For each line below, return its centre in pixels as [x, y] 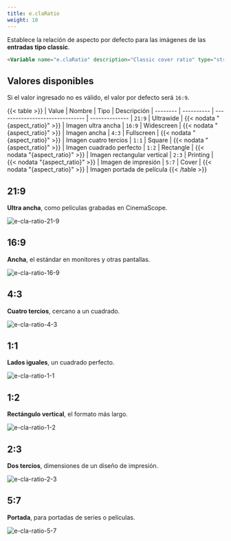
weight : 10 [23, 20]
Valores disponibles [51, 81]
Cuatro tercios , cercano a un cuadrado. [64, 311]
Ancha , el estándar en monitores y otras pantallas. [79, 259]
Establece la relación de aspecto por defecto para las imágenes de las [107, 39]
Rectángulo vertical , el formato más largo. [68, 414]
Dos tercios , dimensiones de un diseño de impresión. [83, 466]
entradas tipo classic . [38, 47]
